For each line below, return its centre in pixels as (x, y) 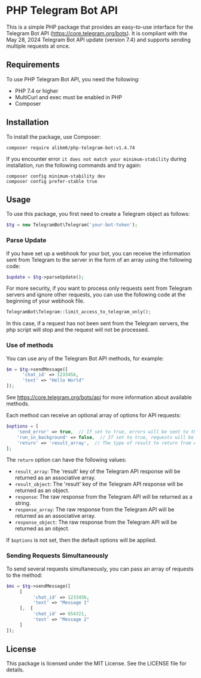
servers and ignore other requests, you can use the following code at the (96, 295)
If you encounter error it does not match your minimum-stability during (96, 158)
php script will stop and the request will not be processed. (78, 330)
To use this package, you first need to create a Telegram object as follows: (98, 214)
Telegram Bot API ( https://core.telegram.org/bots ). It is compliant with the (97, 33)
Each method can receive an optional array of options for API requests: (94, 416)
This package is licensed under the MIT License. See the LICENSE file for (96, 664)
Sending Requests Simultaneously (57, 555)
